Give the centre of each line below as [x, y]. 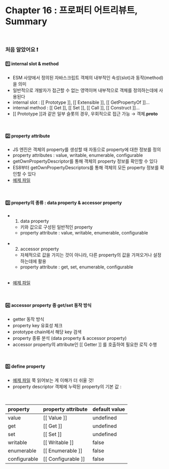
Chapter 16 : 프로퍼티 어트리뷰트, [72, 10]
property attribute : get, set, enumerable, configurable [77, 267]
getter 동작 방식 [28, 319]
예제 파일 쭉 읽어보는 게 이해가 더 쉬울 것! [53, 380]
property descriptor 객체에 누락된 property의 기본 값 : [67, 386]
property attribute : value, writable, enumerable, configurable [84, 233]
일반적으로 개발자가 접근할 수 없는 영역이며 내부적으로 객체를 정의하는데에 [85, 90]
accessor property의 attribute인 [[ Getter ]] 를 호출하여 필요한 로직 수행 [85, 344]
